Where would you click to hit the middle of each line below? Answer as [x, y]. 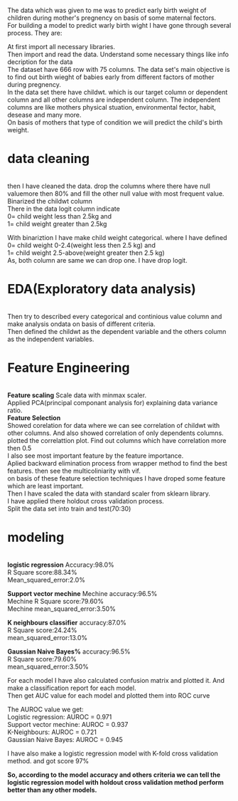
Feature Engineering [69, 368]
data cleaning [49, 159]
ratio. [15, 410]
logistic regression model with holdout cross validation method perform [115, 782]
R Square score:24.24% [42, 630]
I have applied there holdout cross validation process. [86, 501]
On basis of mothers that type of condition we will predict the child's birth [115, 122]
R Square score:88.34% [42, 572]
